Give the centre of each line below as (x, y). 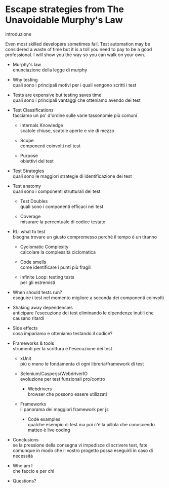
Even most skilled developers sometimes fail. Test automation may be (78, 44)
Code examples (44, 419)
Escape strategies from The (65, 9)
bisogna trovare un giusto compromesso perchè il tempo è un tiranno (85, 237)
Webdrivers (40, 389)
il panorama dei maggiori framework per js (64, 409)
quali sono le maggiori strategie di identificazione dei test (72, 176)
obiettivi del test (37, 161)
